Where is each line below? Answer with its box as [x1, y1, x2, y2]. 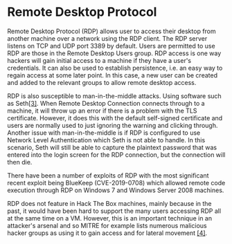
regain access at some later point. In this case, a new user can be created [7, 71, 218, 79]
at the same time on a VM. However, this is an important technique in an [7, 214, 213, 222]
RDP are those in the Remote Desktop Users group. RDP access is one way [7, 49, 222, 57]
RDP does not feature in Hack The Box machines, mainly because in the [7, 199, 213, 207]
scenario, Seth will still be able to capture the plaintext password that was [7, 143, 217, 151]
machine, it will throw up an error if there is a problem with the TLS [7, 106, 197, 115]
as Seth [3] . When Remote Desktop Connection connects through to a [7, 99, 206, 107]
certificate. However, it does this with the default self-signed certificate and [7, 113, 223, 122]
